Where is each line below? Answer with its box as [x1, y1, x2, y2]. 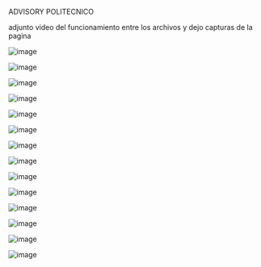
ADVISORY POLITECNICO [8, 7, 95, 16]
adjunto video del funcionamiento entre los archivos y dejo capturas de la [8, 23, 253, 31]
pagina [8, 31, 32, 40]
